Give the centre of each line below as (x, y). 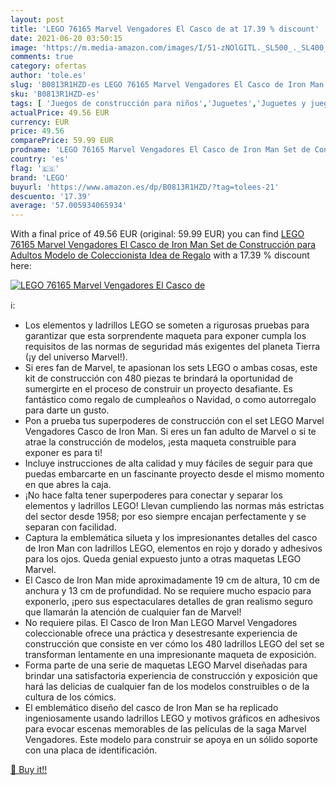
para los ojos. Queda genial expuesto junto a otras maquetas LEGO (163, 559)
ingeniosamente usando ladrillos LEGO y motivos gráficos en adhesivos (172, 718)
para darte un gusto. (67, 410)
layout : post (37, 19)
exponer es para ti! (63, 453)
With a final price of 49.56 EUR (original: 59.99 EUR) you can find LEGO (157, 234)
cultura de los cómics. (70, 697)
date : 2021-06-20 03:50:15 (66, 38)
